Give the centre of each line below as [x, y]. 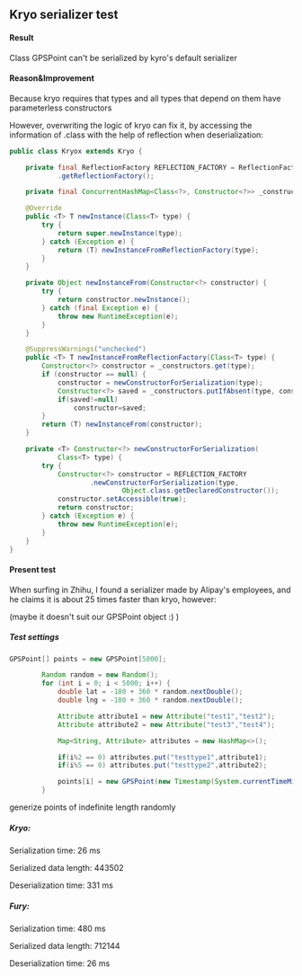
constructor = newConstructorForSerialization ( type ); [160, 382]
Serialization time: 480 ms [58, 928]
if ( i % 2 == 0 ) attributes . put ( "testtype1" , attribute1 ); [162, 757]
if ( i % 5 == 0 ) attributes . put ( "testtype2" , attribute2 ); [162, 766]
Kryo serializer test [64, 15]
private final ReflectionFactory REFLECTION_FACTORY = [130, 167]
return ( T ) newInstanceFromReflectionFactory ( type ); [158, 250]
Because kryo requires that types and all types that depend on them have [145, 98]
